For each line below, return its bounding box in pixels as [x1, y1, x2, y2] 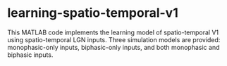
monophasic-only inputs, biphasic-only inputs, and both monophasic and [7, 43, 220, 51]
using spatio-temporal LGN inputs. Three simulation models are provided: [7, 35, 221, 44]
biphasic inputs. [7, 51, 54, 59]
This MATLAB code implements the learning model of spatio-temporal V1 [7, 28, 219, 37]
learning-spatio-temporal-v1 [7, 5, 178, 21]
